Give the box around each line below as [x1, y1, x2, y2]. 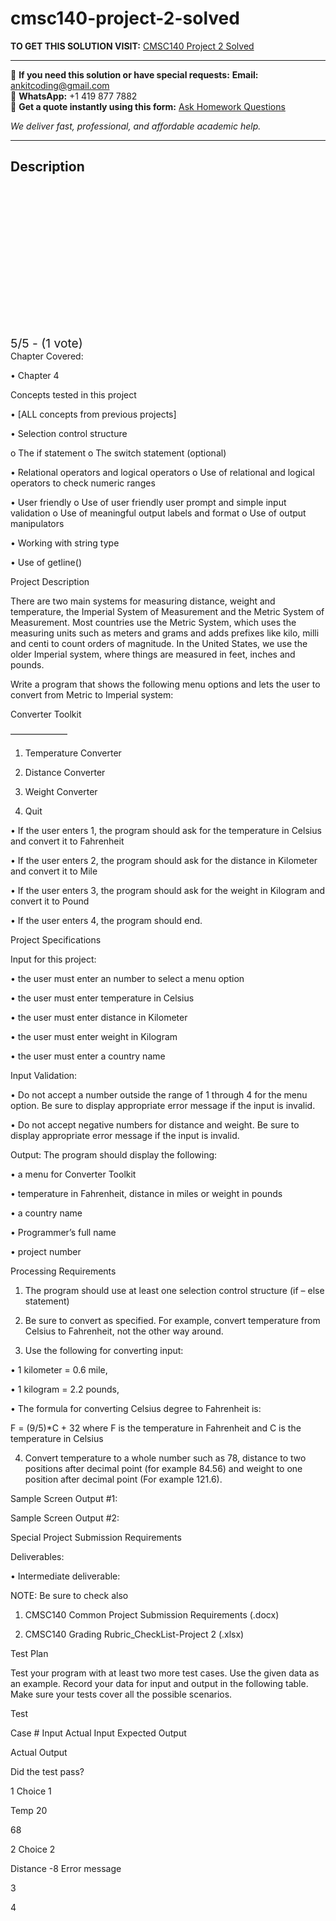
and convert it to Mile [10, 865, 98, 877]
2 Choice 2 [10, 1843, 56, 1855]
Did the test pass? [10, 1765, 85, 1777]
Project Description [10, 575, 90, 587]
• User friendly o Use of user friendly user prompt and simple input [10, 496, 287, 508]
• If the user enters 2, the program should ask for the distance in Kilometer [10, 854, 318, 866]
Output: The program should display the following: [10, 1148, 218, 1161]
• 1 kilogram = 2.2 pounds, [10, 1383, 120, 1395]
